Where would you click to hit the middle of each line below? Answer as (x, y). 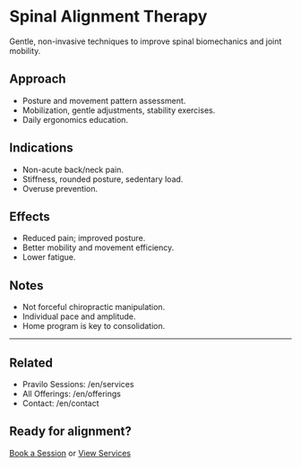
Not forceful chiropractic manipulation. (94, 307)
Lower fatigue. (49, 257)
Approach (38, 79)
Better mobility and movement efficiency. (98, 247)
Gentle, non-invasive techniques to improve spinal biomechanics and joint (146, 41)
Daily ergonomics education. (75, 119)
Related (31, 363)
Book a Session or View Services (70, 453)
